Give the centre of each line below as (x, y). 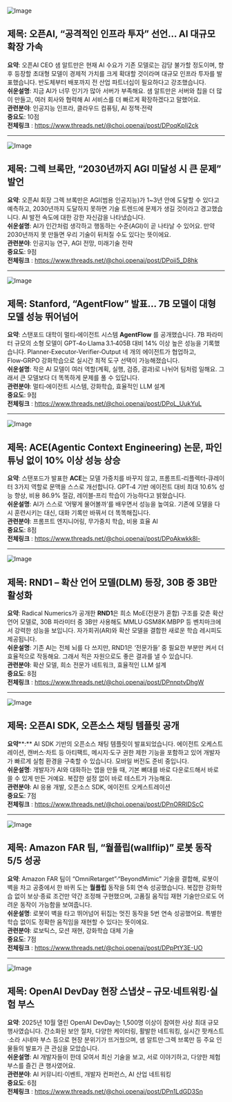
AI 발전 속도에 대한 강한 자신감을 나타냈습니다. (84, 217)
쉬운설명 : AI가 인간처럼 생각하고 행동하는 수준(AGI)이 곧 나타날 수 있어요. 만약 (111, 226)
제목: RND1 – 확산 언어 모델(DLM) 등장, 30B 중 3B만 (112, 582)
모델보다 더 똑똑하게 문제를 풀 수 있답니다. (84, 378)
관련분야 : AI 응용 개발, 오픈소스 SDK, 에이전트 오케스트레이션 (89, 787)
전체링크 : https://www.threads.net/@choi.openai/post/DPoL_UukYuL (105, 404)
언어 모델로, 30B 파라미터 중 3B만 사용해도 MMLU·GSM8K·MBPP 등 (99, 622)
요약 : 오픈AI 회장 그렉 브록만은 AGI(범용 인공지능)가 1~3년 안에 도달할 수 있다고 (113, 199)
